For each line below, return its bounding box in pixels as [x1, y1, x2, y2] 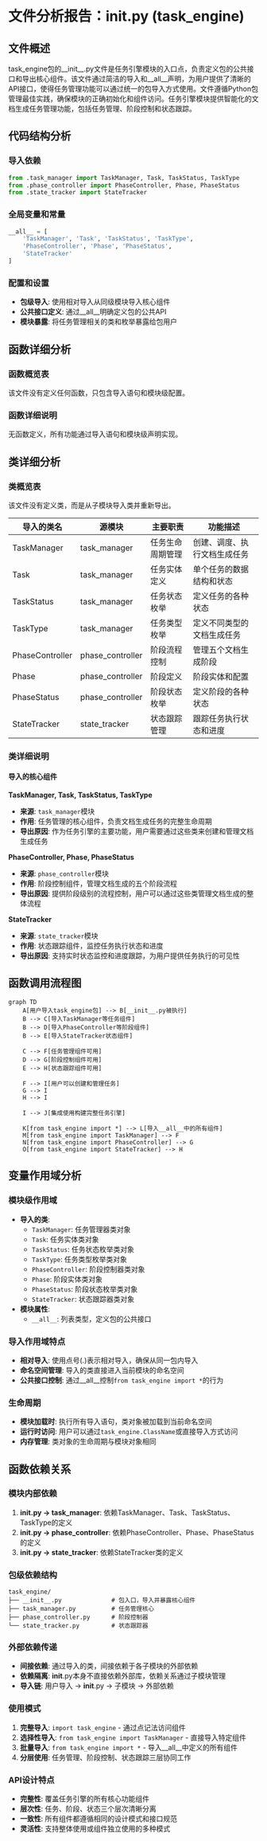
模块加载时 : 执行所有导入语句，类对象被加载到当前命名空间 [19, 1417, 212, 1426]
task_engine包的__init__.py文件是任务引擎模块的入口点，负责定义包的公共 [8, 64, 248, 73]
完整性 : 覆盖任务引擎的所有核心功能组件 [19, 1794, 149, 1804]
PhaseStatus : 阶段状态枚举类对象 [31, 1284, 138, 1294]
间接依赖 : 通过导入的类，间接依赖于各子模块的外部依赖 [19, 1661, 199, 1671]
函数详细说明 [8, 409, 58, 420]
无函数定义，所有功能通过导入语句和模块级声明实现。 [8, 429, 183, 439]
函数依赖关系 [8, 1462, 72, 1476]
